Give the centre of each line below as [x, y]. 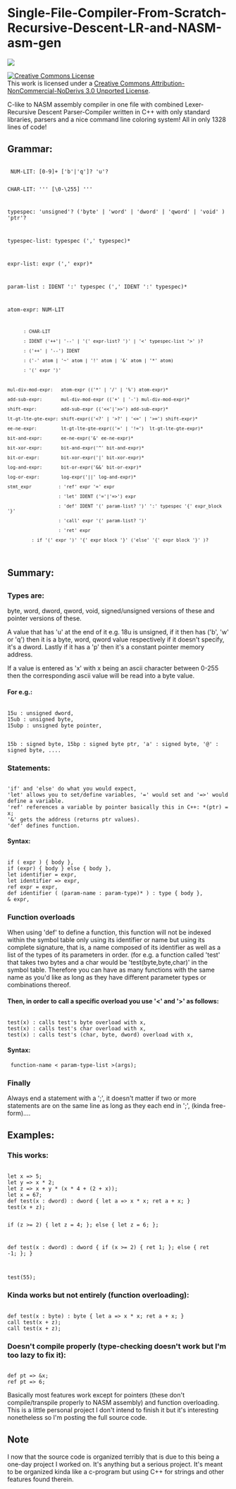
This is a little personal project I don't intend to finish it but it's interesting [113, 1410]
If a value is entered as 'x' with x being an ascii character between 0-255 [113, 668]
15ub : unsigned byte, [41, 719]
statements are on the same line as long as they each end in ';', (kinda [108, 1106]
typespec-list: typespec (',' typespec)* [69, 241]
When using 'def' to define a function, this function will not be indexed [109, 932]
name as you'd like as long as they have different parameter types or [107, 977]
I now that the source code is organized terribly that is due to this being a [113, 1457]
